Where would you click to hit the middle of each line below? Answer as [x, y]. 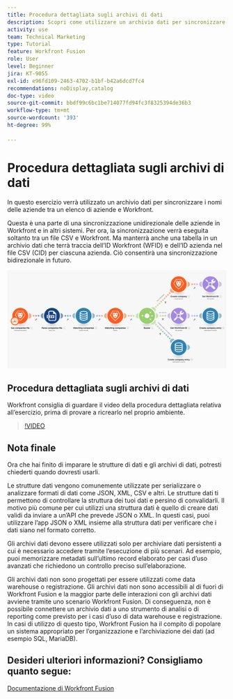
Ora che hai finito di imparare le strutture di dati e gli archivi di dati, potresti [114, 465]
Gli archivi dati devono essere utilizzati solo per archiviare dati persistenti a [114, 543]
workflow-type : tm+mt [39, 111]
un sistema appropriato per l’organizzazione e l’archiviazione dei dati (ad [111, 631]
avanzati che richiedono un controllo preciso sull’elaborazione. [97, 566]
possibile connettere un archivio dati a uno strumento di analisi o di [103, 609]
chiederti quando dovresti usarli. [54, 472]
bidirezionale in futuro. [39, 260]
